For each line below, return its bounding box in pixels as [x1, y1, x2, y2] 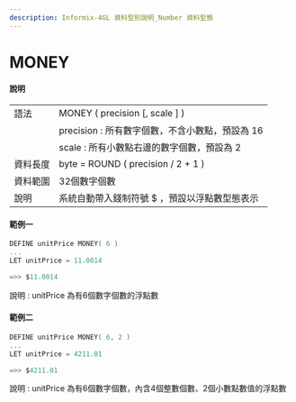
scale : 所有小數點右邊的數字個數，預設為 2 [58, 142, 241, 154]
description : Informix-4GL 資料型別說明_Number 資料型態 [9, 13, 214, 23]
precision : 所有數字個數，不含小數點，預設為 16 [58, 124, 264, 137]
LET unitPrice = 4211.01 [9, 349, 103, 359]
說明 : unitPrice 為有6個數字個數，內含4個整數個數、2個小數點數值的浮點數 [9, 383, 287, 394]
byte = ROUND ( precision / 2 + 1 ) [58, 158, 205, 170]
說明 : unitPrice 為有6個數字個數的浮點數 [9, 289, 159, 300]
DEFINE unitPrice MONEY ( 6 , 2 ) [9, 333, 130, 342]
